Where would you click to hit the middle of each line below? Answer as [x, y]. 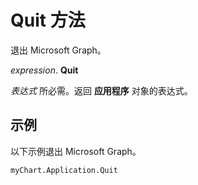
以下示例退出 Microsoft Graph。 [76, 151]
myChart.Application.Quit [64, 170]
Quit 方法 [48, 20]
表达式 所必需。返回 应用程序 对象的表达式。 [101, 90]
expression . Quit [44, 70]
